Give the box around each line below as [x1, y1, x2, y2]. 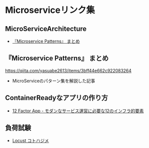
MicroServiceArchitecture [5, 24, 87, 33]
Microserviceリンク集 [5, 4, 95, 16]
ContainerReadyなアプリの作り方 [5, 94, 108, 102]
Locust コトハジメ [12, 138, 49, 144]
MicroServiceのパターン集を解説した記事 [12, 78, 95, 84]
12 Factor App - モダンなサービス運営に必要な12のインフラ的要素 [12, 107, 144, 114]
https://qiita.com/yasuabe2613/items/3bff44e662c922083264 [5, 67, 132, 73]
